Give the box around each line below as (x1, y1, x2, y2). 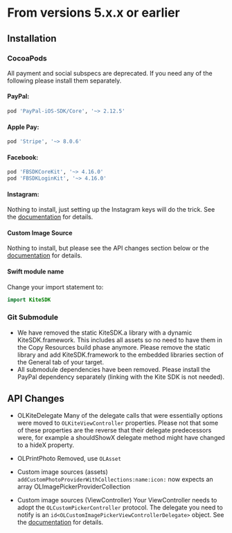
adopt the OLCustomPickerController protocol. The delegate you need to (17, 503, 223, 511)
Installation (7, 33, 57, 44)
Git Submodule (7, 312, 59, 322)
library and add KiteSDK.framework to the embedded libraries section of (17, 350, 224, 359)
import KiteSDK (7, 296, 51, 303)
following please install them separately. (7, 76, 122, 85)
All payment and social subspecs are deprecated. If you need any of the (7, 69, 213, 77)
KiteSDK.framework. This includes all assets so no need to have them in (17, 335, 223, 344)
